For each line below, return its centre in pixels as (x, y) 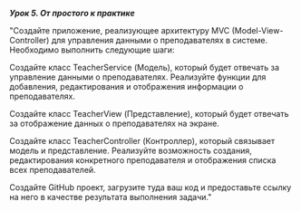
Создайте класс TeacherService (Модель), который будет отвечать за (144, 67)
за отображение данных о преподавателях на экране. (114, 123)
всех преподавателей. (53, 170)
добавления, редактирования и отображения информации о (126, 86)
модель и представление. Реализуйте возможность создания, (131, 150)
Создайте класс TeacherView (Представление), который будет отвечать (149, 114)
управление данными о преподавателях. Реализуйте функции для (138, 77)
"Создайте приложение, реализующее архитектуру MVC (120, 30)
